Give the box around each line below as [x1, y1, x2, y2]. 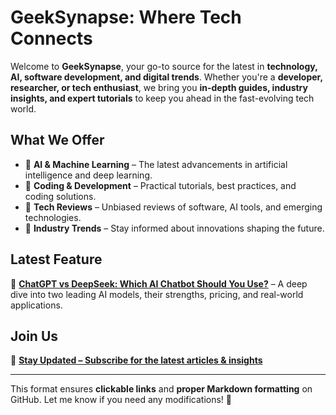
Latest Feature [10, 251, 103, 268]
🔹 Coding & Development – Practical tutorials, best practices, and [24, 179, 297, 191]
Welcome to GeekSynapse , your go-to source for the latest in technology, [10, 60, 318, 72]
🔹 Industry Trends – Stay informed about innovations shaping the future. [24, 222, 325, 234]
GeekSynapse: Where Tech [10, 6, 242, 29]
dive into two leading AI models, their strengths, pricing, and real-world [10, 288, 304, 300]
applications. [10, 299, 63, 311]
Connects [10, 27, 93, 50]
